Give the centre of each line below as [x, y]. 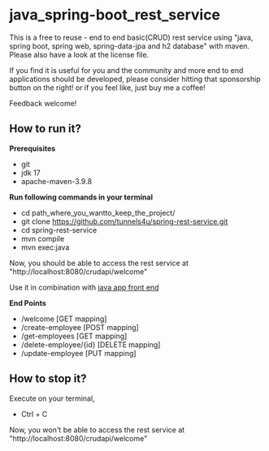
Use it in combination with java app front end [84, 287]
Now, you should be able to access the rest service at [99, 263]
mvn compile [43, 238]
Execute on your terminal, [52, 398]
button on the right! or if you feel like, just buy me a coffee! [107, 88]
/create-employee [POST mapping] [80, 327]
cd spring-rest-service [59, 230]
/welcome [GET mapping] [64, 319]
